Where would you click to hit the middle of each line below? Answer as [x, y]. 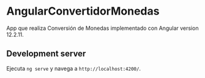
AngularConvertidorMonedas [83, 11]
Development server [46, 54]
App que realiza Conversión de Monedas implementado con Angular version [102, 28]
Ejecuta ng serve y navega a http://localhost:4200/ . [74, 68]
